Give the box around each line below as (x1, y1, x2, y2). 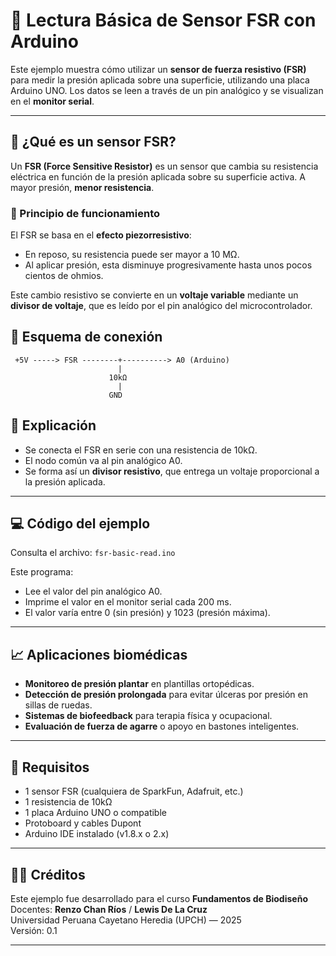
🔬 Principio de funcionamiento (10, 206, 161, 220)
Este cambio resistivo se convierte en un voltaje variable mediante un (10, 289, 299, 301)
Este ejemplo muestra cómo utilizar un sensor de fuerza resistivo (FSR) (10, 63, 307, 75)
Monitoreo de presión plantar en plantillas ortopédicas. (24, 678, 255, 690)
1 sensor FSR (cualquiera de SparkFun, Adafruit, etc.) (24, 785, 244, 798)
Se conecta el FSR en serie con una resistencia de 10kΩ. (24, 444, 258, 456)
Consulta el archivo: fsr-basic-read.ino (10, 547, 176, 559)
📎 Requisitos (10, 759, 90, 776)
